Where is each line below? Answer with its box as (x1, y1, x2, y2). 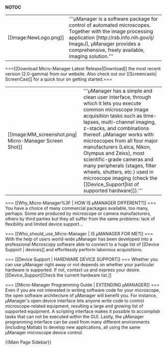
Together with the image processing (69, 28, 153, 34)
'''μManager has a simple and (83, 87, 153, 94)
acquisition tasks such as (83, 112, 143, 119)
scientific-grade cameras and (83, 156, 154, 163)
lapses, (83, 119, 100, 125)
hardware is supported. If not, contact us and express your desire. (5, 267, 141, 273)
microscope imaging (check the (83, 175, 158, 181)
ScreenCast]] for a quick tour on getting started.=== (5, 76, 113, 82)
